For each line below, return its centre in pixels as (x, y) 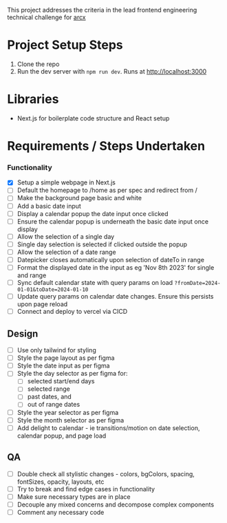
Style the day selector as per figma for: (73, 374)
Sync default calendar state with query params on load (95, 283)
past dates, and (50, 397)
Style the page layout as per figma (66, 358)
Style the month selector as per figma (71, 420)
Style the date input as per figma (63, 366)
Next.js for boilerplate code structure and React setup (93, 118)
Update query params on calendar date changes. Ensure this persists (115, 297)
